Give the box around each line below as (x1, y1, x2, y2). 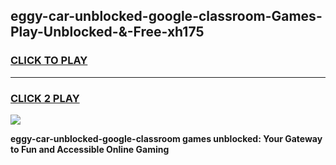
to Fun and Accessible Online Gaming (10, 143, 170, 155)
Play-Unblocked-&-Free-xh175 (10, 24, 205, 41)
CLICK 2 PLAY (10, 91, 80, 105)
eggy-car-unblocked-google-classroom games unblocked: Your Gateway (10, 132, 323, 144)
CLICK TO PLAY (10, 54, 88, 68)
